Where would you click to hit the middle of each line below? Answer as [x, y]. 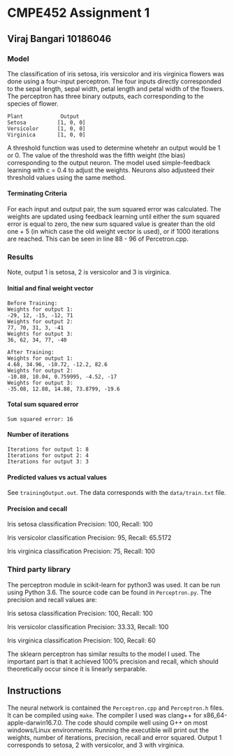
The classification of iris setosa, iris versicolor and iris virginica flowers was [116, 73]
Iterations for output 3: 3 [48, 461]
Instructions [34, 691]
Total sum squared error [43, 405]
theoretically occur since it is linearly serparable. [77, 668]
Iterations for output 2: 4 [48, 455]
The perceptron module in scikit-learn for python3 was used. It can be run [114, 584]
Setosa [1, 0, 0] [46, 122]
